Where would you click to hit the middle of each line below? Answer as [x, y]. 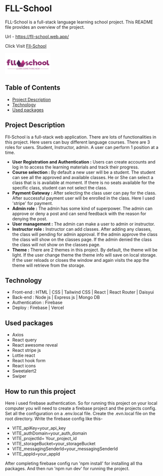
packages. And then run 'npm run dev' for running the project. [67, 468]
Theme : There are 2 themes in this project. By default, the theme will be [85, 250]
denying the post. [30, 219]
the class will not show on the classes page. [56, 244]
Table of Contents [33, 88]
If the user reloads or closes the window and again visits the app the [81, 260]
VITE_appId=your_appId [36, 454]
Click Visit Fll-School [26, 46]
